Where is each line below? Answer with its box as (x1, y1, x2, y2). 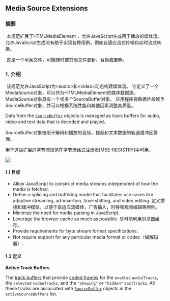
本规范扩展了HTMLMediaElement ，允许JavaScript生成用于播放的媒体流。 (6, 33, 162, 39)
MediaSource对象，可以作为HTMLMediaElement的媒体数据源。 (5, 89, 138, 96)
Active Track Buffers (5, 265, 50, 271)
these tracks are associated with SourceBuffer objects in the (5, 286, 132, 292)
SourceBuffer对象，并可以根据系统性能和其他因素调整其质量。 (5, 102, 136, 108)
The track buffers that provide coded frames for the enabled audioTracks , (5, 274, 159, 281)
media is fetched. (12, 186, 49, 192)
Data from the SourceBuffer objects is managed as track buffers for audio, (5, 112, 160, 119)
